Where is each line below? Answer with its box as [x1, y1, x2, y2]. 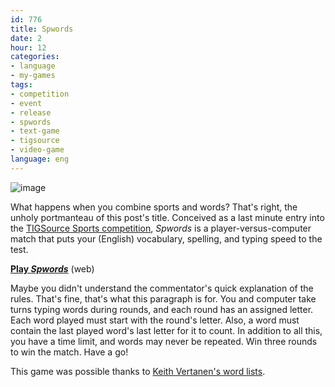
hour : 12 [10, 42, 47, 53]
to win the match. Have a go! [10, 346, 129, 358]
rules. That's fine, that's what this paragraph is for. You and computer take [10, 292, 317, 305]
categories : [10, 52, 60, 62]
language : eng [10, 154, 70, 164]
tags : [10, 80, 33, 90]
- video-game [10, 145, 65, 155]
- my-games [10, 71, 56, 81]
